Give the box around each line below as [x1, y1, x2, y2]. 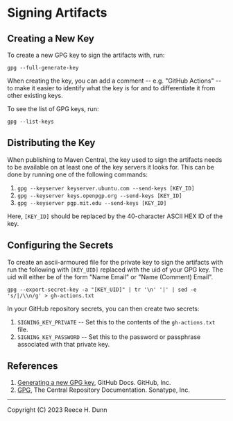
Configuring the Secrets [7, 240, 114, 251]
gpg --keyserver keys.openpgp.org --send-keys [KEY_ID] [17, 192, 182, 199]
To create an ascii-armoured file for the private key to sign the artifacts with [7, 258, 223, 266]
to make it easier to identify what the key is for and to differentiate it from [7, 84, 216, 92]
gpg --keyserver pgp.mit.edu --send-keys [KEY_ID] [17, 199, 167, 206]
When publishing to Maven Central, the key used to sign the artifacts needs [7, 155, 223, 164]
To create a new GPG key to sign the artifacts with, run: [7, 51, 165, 59]
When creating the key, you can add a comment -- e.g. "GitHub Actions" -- [7, 76, 222, 85]
